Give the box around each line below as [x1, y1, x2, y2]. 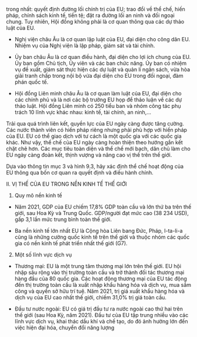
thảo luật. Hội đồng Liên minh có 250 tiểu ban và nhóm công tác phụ [14, 103, 181, 109]
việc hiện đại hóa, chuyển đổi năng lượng [14, 324, 115, 331]
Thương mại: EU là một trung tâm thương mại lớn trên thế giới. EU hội [14, 263, 181, 269]
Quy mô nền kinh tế [14, 192, 62, 199]
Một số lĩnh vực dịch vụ [14, 251, 72, 258]
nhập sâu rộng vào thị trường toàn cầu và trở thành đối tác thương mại [14, 269, 185, 276]
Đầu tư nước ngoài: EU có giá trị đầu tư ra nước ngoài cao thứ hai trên [14, 305, 183, 312]
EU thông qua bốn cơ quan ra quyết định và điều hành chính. [6, 169, 154, 176]
